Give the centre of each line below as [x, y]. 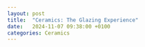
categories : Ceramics [39, 33]
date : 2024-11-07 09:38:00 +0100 [59, 26]
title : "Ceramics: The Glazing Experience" [73, 20]
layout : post [26, 13]
